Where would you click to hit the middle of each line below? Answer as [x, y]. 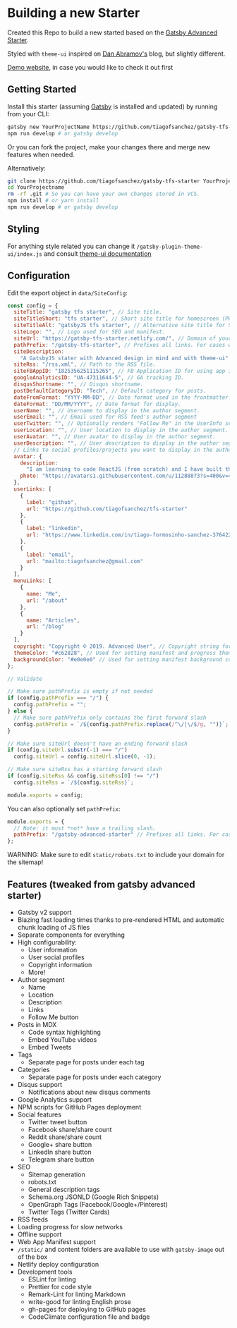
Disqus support [40, 1084]
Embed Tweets [50, 1047]
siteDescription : [39, 351]
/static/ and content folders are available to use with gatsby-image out [121, 1249]
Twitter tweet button [57, 1121]
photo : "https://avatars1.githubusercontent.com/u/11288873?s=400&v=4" [127, 476]
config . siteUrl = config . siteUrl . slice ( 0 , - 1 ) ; [85, 757]
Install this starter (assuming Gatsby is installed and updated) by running [113, 106]
